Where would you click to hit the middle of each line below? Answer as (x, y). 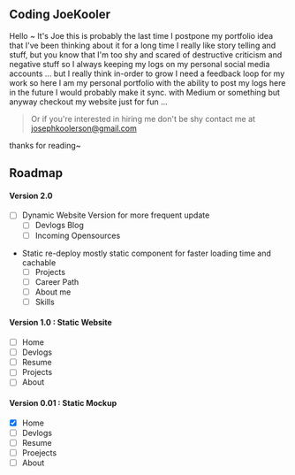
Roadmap (36, 173)
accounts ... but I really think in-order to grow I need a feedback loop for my (147, 73)
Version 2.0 (31, 195)
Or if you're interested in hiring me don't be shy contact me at (143, 119)
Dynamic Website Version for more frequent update (116, 215)
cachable (39, 262)
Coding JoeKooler (60, 15)
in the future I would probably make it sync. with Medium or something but (145, 92)
